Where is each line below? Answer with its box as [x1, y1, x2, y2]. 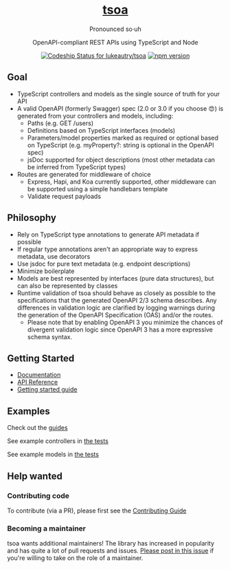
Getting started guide [16, 385, 78, 394]
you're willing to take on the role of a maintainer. [7, 554, 143, 562]
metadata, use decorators [16, 252, 91, 260]
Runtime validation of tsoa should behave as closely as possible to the [16, 288, 216, 297]
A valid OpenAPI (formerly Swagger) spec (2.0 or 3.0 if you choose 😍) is [16, 104, 224, 112]
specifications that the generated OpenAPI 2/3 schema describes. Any [16, 296, 218, 304]
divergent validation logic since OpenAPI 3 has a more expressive [27, 325, 214, 334]
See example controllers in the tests [7, 437, 108, 445]
